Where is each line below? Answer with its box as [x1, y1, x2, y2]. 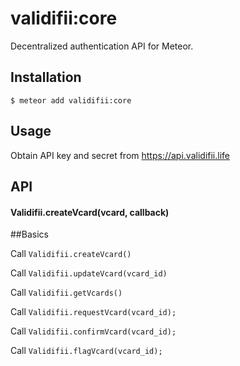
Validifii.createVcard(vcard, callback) [10, 206, 170, 218]
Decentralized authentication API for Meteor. [10, 40, 194, 52]
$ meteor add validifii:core [10, 95, 132, 106]
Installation [10, 69, 82, 86]
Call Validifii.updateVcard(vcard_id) [10, 267, 168, 279]
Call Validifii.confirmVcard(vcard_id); [10, 325, 177, 337]
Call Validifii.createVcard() [10, 248, 132, 260]
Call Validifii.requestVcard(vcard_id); [10, 306, 177, 318]
